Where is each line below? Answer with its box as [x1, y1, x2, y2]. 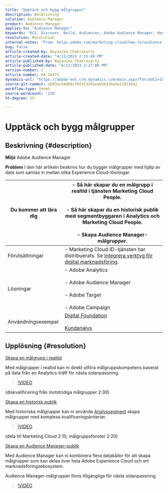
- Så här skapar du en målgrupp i [71, 181, 153, 188]
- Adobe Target [64, 292, 101, 299]
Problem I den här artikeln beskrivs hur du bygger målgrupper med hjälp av [5, 164, 160, 170]
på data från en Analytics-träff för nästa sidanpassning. [5, 370, 119, 376]
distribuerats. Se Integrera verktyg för [64, 252, 153, 259]
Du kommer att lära [10, 206, 57, 213]
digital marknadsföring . [64, 258, 119, 265]
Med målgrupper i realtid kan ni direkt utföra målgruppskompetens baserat [5, 365, 159, 371]
